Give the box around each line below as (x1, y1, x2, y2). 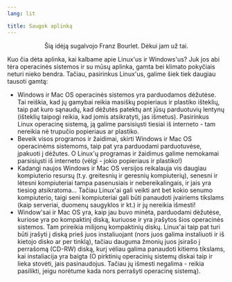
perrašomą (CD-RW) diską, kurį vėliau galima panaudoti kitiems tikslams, (17, 245, 225, 253)
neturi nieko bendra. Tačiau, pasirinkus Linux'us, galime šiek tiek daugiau (7, 70, 216, 78)
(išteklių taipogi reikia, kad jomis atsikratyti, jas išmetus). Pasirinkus (17, 112, 209, 121)
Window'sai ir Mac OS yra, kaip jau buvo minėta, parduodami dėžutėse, (17, 208, 222, 216)
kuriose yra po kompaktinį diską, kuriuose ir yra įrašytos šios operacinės (17, 215, 224, 223)
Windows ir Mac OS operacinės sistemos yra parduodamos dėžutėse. (17, 91, 217, 99)
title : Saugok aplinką (7, 22, 73, 30)
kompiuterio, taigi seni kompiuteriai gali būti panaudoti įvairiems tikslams (17, 193, 224, 201)
